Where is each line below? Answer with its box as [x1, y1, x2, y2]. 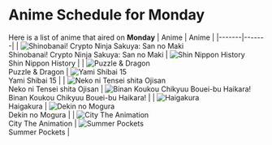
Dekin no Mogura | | [8, 109, 76, 119]
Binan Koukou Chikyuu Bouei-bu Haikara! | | [8, 92, 156, 102]
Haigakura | [8, 101, 47, 111]
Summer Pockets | [8, 127, 71, 137]
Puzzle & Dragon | [8, 66, 69, 76]
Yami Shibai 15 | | [8, 75, 66, 85]
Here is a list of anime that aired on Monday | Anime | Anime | [8, 32, 215, 42]
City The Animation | [8, 118, 77, 128]
